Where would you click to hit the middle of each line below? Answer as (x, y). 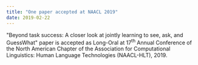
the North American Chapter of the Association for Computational (88, 49)
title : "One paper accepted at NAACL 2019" (62, 12)
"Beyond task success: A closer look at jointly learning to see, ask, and (95, 35)
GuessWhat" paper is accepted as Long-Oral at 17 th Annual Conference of (99, 42)
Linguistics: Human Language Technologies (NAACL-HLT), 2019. (87, 55)
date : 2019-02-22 (28, 18)
